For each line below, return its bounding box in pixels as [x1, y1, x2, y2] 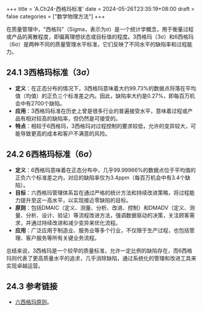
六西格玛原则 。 [14, 298, 52, 306]
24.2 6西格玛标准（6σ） [6, 149, 97, 160]
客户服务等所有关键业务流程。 [25, 234, 100, 241]
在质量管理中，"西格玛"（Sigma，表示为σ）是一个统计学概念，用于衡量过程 [6, 26, 194, 33]
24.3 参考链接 [6, 281, 58, 292]
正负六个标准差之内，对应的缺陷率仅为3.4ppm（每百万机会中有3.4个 [14, 174, 186, 181]
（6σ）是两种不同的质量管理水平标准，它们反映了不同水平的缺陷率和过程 [6, 41, 188, 48]
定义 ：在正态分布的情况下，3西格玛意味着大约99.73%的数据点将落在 [14, 84, 186, 92]
